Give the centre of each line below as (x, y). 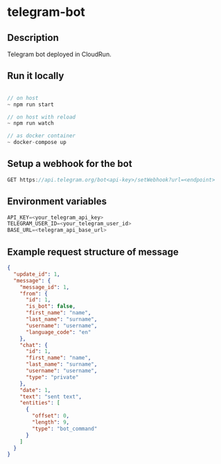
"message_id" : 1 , (45, 287)
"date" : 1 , (35, 390)
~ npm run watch (30, 123)
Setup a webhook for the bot (70, 164)
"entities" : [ (40, 403)
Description (33, 38)
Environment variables (57, 202)
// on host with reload (42, 117)
